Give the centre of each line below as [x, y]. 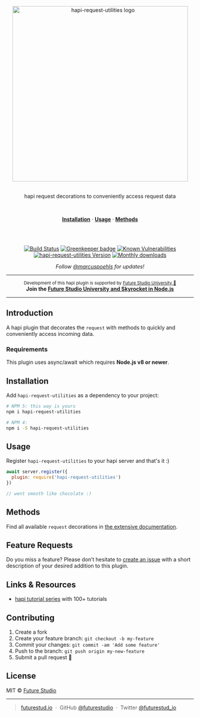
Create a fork [31, 632]
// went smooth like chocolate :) [49, 494]
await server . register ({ [37, 472]
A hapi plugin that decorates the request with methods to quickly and [91, 328]
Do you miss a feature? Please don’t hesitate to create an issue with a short [99, 560]
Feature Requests [40, 545]
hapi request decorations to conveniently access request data [100, 196]
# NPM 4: [17, 422]
